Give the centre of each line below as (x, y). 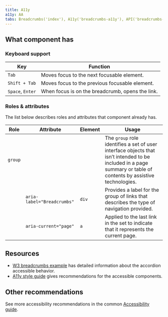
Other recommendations (44, 292)
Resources (22, 253)
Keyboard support (28, 54)
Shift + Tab (22, 83)
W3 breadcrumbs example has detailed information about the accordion (86, 265)
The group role (122, 138)
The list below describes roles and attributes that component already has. (81, 117)
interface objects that (130, 151)
